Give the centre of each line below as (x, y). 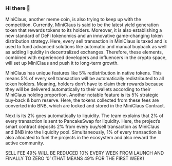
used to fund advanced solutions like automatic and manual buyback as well (86, 47)
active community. (25, 143)
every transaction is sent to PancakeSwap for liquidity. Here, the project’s (83, 121)
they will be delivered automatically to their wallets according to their (78, 89)
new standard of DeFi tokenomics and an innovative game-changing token (84, 36)
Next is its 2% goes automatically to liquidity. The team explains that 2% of (84, 116)
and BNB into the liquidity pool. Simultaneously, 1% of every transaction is (83, 132)
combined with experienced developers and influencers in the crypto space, (86, 58)
